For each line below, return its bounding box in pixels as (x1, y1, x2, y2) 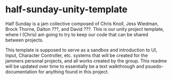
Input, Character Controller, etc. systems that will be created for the (5, 52, 148, 58)
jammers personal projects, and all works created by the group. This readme (5, 57, 167, 64)
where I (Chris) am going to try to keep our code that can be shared (5, 31, 148, 37)
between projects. (5, 37, 44, 43)
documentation (5, 68, 37, 75)
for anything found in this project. (38, 68, 109, 75)
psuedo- (145, 63, 164, 69)
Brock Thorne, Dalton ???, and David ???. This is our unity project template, (5, 26, 164, 32)
